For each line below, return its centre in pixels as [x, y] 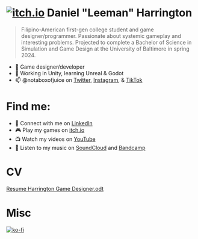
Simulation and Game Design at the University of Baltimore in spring [105, 49]
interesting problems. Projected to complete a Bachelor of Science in [106, 42]
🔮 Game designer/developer [50, 67]
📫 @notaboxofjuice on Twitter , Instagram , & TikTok [79, 80]
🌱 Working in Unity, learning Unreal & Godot [69, 73]
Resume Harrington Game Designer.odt [55, 188]
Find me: [29, 107]
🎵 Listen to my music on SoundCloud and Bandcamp [80, 147]
